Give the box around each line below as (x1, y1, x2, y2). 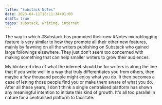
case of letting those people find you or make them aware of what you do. (5, 79, 153, 85)
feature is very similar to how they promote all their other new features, (5, 39, 147, 45)
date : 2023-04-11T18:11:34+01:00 (5, 12, 73, 16)
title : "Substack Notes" (5, 7, 55, 12)
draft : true (5, 16, 29, 21)
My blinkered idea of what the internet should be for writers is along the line (5, 64, 157, 70)
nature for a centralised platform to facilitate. (5, 95, 95, 101)
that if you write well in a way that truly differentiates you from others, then (5, 69, 155, 75)
